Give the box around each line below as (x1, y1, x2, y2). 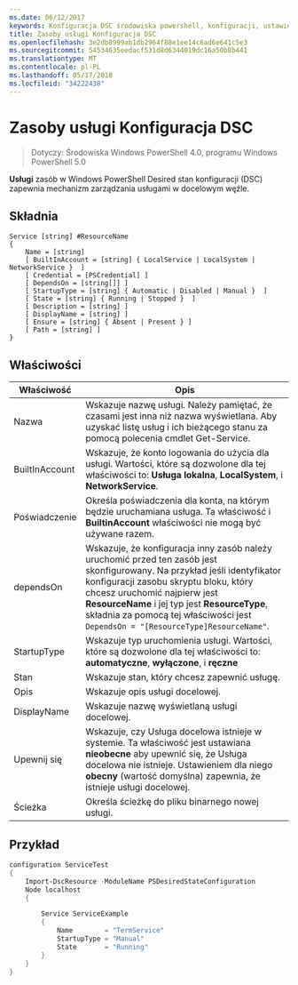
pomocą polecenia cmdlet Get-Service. (85, 432, 251, 444)
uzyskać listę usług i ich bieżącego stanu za (85, 421, 269, 434)
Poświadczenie (13, 511, 77, 524)
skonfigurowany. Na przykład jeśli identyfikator (85, 565, 282, 577)
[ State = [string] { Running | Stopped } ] (25, 294, 197, 303)
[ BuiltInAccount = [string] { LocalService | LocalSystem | (25, 255, 255, 265)
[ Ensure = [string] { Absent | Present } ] (25, 317, 192, 327)
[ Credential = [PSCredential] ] (25, 271, 149, 280)
